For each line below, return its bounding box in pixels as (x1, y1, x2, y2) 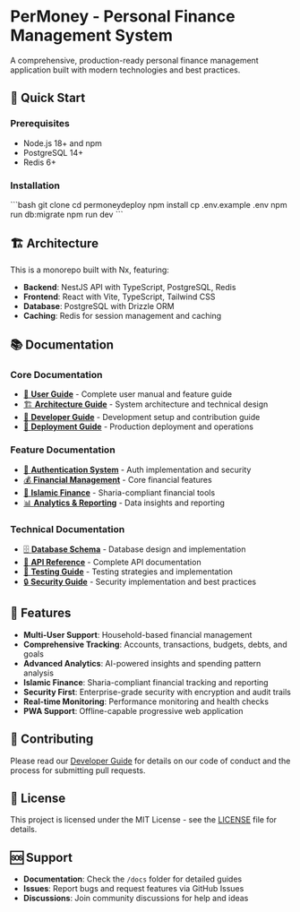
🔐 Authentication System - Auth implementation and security (22, 464, 252, 475)
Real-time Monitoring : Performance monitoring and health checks (22, 696, 270, 707)
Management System (10, 25, 174, 46)
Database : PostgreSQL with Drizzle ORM (22, 300, 175, 311)
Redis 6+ (22, 157, 56, 168)
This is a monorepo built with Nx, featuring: (10, 264, 169, 275)
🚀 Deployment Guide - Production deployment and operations (22, 421, 254, 432)
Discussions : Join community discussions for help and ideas (22, 893, 249, 904)
